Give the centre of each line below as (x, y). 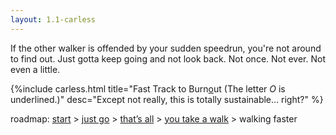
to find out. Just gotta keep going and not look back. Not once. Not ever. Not (168, 58)
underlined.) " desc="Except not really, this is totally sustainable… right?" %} (167, 99)
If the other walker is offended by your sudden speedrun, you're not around (166, 48)
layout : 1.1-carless (53, 19)
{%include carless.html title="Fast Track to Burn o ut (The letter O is (148, 88)
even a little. (35, 69)
